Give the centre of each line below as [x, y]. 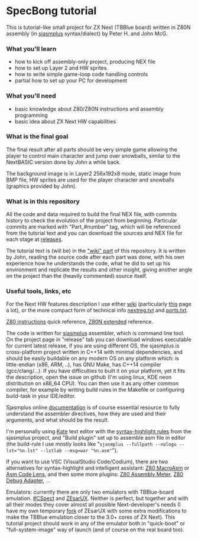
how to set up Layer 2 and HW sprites [61, 68]
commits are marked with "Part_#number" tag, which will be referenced [93, 227]
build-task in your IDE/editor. [41, 396]
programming [31, 115]
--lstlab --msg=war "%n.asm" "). [79, 450]
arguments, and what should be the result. [58, 420]
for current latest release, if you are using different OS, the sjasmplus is [93, 346]
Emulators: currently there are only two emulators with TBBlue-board [90, 492]
